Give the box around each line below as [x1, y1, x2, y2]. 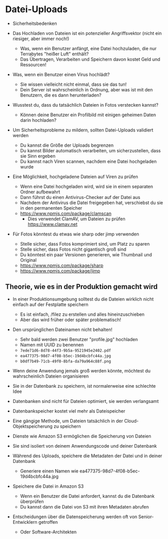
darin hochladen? [20, 117, 57, 123]
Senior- [138, 514, 154, 520]
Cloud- [123, 418, 139, 424]
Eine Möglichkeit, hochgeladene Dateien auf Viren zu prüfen [12, 174, 138, 180]
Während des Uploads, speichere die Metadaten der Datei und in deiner [12, 453, 162, 459]
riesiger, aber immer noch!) [12, 36, 69, 42]
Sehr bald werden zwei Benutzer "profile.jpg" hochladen [20, 336, 138, 342]
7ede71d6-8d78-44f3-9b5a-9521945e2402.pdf [20, 348, 111, 353]
